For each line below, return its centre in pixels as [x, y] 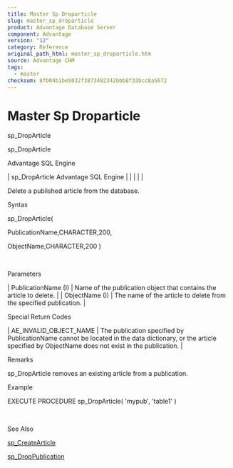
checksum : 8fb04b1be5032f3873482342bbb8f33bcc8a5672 [87, 80]
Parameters [24, 274]
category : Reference [38, 47]
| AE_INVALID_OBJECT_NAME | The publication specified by [95, 331]
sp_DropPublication [36, 457]
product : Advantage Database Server [62, 27]
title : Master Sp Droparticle [52, 14]
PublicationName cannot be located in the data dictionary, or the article [112, 338]
